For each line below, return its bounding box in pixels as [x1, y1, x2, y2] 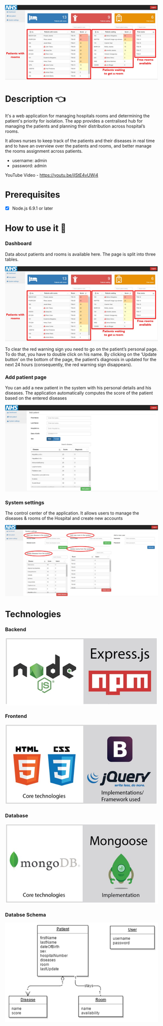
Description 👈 [5, 93, 66, 105]
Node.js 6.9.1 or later [12, 205, 53, 211]
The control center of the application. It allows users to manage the [5, 510, 139, 516]
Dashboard [5, 240, 32, 247]
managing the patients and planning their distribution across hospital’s [5, 123, 146, 129]
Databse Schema [5, 911, 46, 918]
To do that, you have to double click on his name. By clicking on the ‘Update [5, 351, 157, 357]
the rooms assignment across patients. [5, 148, 83, 154]
